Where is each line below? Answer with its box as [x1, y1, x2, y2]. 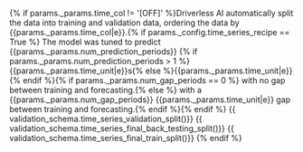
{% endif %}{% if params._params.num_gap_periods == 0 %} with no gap [9, 75, 286, 85]
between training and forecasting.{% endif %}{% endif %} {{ [9, 104, 236, 114]
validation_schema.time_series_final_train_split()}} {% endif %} [9, 133, 242, 143]
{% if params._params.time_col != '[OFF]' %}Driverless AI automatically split [9, 8, 294, 18]
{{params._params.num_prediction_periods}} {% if [9, 46, 198, 57]
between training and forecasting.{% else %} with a [9, 85, 202, 95]
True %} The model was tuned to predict [9, 36, 161, 47]
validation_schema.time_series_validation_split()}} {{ [9, 113, 204, 124]
